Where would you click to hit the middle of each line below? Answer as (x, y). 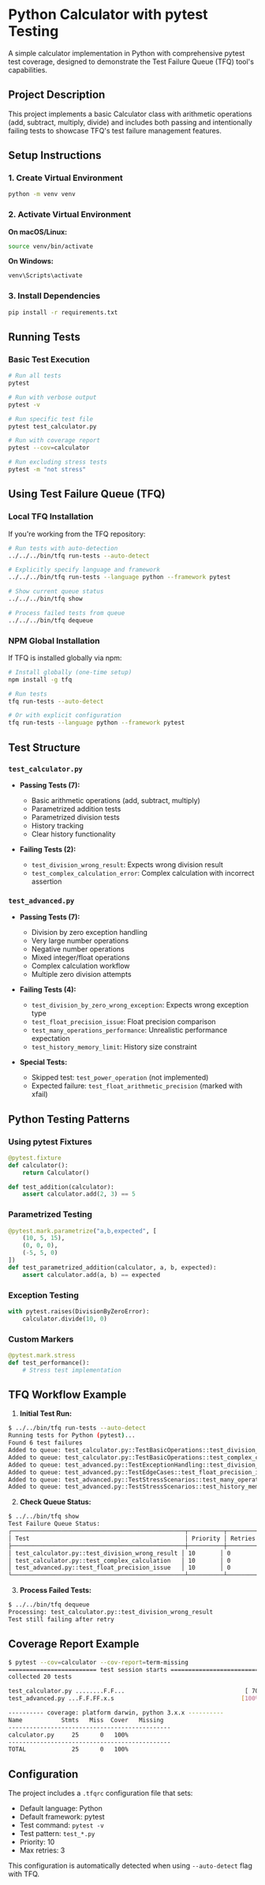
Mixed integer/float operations (80, 958)
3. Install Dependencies (54, 296)
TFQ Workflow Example (67, 1395)
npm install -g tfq (40, 680)
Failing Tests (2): (48, 849)
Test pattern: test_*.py (57, 1834)
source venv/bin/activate (50, 246)
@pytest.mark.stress (42, 1356)
